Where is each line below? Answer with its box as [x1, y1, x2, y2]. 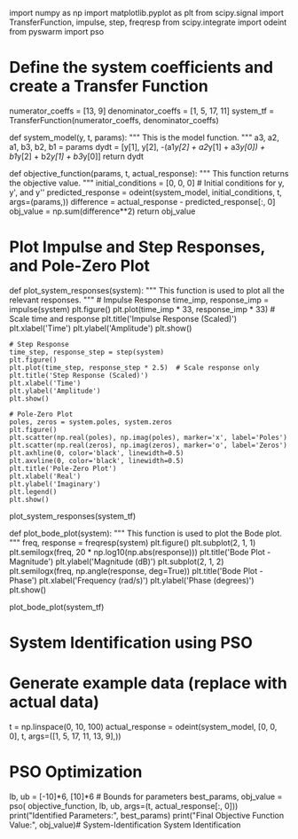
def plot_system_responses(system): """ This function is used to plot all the [9, 285, 286, 295]
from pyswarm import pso [9, 27, 105, 36]
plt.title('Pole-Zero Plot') [9, 464, 117, 473]
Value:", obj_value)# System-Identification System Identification [9, 819, 241, 830]
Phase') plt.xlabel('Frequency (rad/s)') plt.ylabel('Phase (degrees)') [9, 575, 255, 585]
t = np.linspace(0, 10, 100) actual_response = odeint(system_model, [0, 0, [9, 722, 278, 732]
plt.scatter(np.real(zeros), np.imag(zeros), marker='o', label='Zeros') [9, 441, 288, 450]
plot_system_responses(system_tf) [9, 510, 136, 521]
